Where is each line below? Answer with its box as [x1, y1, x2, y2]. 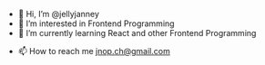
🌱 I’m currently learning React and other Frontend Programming [17, 28, 257, 38]
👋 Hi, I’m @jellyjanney [17, 9, 100, 19]
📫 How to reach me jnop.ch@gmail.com [17, 46, 170, 56]
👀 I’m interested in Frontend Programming [17, 18, 175, 29]
